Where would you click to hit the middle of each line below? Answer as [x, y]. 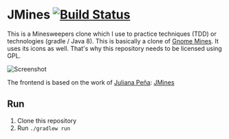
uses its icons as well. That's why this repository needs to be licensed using [115, 48]
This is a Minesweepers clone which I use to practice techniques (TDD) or [112, 34]
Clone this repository [47, 120]
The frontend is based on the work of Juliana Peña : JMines [91, 82]
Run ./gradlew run [44, 128]
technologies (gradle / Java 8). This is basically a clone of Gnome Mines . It [113, 41]
